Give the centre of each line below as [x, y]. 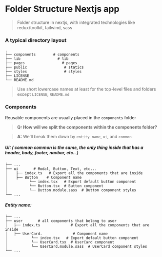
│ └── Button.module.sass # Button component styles [71, 190]
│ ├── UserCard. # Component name [57, 234]
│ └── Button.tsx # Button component [54, 186]
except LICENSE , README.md [43, 94]
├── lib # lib [37, 59]
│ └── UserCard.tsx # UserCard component [60, 242]
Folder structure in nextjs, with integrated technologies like [76, 22]
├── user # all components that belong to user [61, 221]
